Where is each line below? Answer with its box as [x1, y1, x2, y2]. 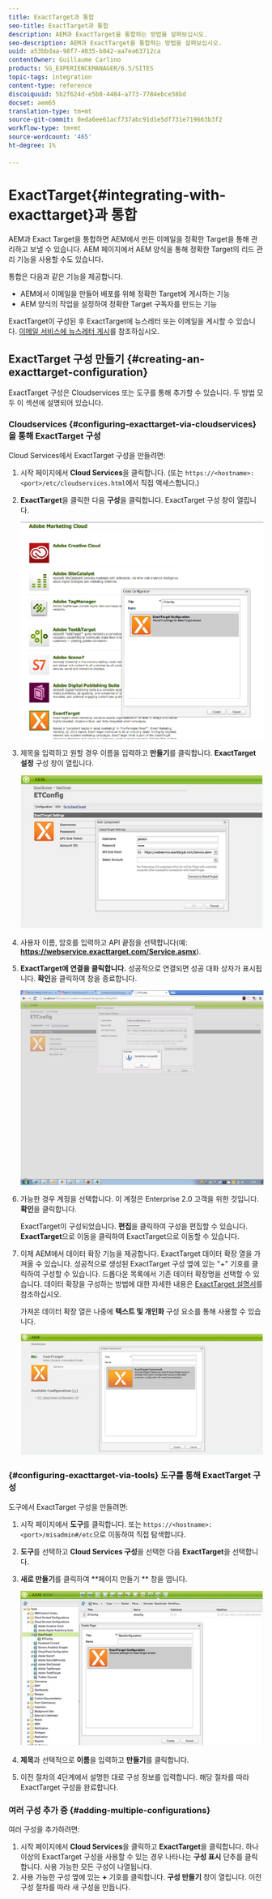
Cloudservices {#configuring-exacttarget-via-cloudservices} [8, 418, 257, 430]
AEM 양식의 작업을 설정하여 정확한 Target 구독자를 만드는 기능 [19, 298, 217, 308]
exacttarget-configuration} [8, 365, 148, 379]
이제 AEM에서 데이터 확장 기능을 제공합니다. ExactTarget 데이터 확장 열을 [19, 1249, 253, 1258]
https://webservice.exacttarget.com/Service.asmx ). [19, 946, 202, 956]
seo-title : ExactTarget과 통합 [8, 21, 109, 30]
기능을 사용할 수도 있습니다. [16, 254, 104, 264]
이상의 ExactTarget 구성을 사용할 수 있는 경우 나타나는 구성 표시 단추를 [19, 1852, 243, 1862]
